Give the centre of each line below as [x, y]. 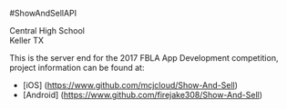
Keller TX [26, 40]
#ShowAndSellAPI [43, 13]
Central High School [47, 30]
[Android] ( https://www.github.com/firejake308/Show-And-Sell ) [142, 95]
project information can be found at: [77, 68]
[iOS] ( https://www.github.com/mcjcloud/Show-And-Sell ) [130, 85]
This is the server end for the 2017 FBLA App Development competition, [144, 58]
